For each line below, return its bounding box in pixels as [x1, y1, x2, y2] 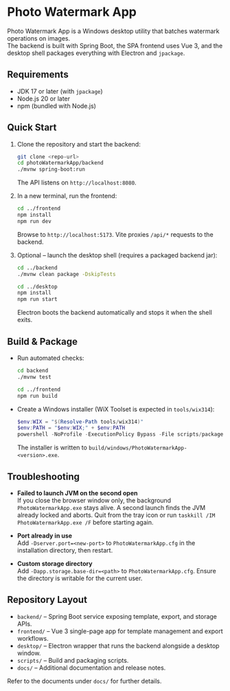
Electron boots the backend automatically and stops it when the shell [16, 308, 213, 317]
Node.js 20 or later [16, 94, 71, 103]
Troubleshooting [7, 471, 80, 482]
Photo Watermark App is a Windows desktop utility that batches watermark [7, 27, 220, 35]
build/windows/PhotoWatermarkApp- [89, 445, 187, 451]
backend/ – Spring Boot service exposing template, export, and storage [16, 612, 218, 620]
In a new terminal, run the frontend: [16, 192, 117, 200]
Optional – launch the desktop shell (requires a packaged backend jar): [16, 251, 218, 259]
